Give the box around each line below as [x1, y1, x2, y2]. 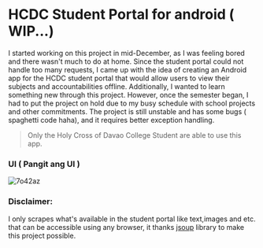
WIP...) [8, 22, 54, 40]
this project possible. [8, 231, 76, 240]
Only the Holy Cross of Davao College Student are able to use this [27, 130, 242, 139]
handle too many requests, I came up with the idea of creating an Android [8, 65, 246, 74]
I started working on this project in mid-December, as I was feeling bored [8, 48, 246, 57]
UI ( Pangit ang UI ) [8, 158, 80, 169]
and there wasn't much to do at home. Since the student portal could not [8, 57, 244, 66]
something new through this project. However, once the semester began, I [8, 90, 249, 99]
